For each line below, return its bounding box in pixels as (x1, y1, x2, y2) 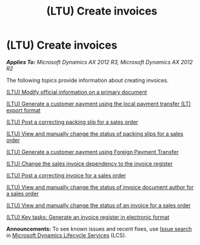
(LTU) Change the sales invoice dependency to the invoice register (6, 159, 173, 167)
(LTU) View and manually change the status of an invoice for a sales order (6, 201, 191, 209)
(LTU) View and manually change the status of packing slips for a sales (6, 130, 184, 137)
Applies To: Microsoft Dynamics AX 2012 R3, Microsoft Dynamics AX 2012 (6, 58, 193, 65)
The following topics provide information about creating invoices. (6, 76, 168, 84)
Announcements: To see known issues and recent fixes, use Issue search (6, 225, 192, 232)
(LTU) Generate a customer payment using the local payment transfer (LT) (6, 100, 191, 107)
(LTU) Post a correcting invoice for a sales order (6, 172, 126, 179)
